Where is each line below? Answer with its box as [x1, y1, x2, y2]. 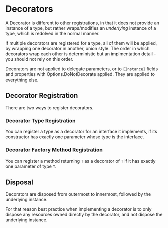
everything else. [5, 77, 39, 83]
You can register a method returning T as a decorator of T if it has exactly [5, 158, 156, 164]
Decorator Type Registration [5, 117, 76, 124]
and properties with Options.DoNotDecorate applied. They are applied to [5, 71, 155, 77]
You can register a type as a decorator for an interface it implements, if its [5, 129, 158, 135]
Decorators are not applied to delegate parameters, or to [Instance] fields [5, 66, 158, 72]
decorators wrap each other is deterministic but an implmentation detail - [5, 51, 156, 57]
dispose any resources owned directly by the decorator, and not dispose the [5, 212, 163, 218]
